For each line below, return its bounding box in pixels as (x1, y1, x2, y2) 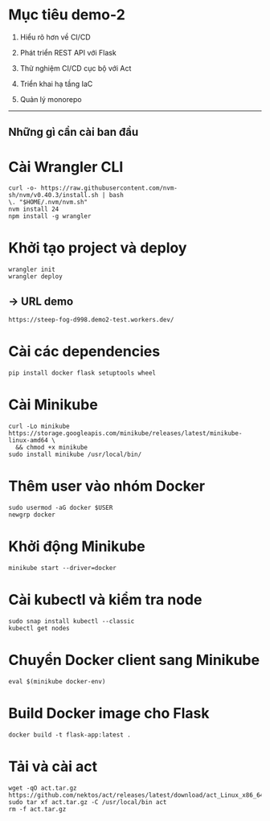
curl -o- (8, 184, 38, 192)
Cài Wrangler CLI (8, 158, 124, 176)
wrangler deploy (8, 273, 63, 281)
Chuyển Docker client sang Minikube (8, 651, 260, 669)
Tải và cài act (8, 757, 98, 775)
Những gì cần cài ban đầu (8, 125, 139, 139)
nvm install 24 (8, 205, 59, 214)
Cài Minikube (8, 396, 98, 414)
